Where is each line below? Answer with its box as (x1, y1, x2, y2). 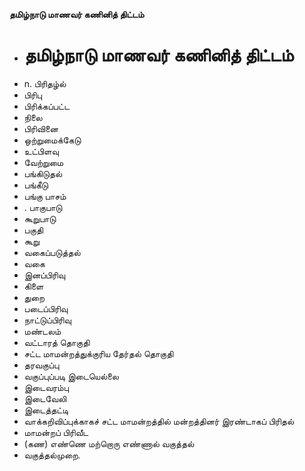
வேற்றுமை (23, 156, 64, 168)
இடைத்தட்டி (23, 404, 69, 416)
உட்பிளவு (23, 145, 59, 157)
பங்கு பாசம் (23, 190, 67, 202)
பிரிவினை (23, 122, 59, 134)
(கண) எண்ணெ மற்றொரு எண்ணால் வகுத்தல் (23, 437, 195, 449)
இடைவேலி (23, 392, 67, 404)
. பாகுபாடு (23, 201, 63, 213)
